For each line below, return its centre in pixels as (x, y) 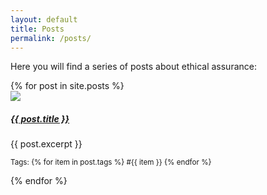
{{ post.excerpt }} (46, 144)
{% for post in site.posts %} (67, 86)
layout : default (44, 19)
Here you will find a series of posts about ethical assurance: (133, 67)
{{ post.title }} (40, 118)
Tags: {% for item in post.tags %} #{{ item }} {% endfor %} (111, 162)
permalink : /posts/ (51, 38)
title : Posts (37, 29)
